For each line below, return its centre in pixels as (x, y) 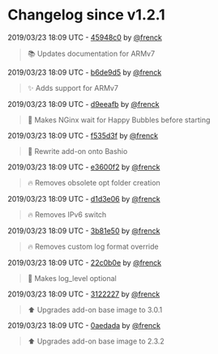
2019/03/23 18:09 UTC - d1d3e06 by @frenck (84, 198)
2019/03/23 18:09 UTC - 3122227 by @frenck (84, 294)
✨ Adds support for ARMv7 (73, 87)
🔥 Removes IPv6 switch (67, 214)
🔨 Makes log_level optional (72, 278)
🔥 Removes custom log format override (93, 246)
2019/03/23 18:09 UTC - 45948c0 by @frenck (85, 37)
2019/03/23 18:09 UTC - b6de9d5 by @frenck (85, 72)
